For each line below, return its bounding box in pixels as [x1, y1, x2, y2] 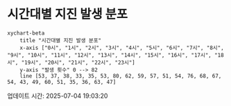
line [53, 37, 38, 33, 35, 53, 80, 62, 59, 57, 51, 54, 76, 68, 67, [19, 72, 222, 80]
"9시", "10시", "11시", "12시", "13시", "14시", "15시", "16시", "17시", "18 [7, 51, 224, 59]
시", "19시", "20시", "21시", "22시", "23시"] [7, 59, 135, 66]
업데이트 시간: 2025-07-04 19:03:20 [7, 91, 108, 100]
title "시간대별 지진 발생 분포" [19, 37, 102, 44]
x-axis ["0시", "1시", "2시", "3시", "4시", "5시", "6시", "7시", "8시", [19, 44, 224, 51]
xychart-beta [7, 29, 45, 37]
